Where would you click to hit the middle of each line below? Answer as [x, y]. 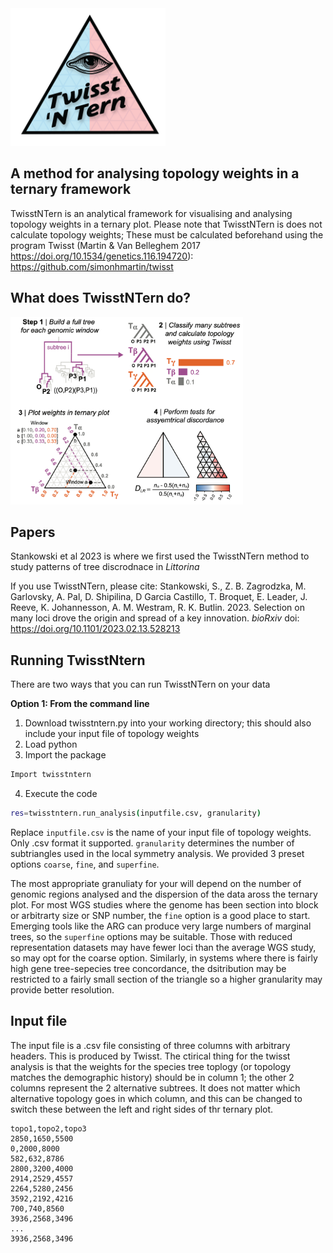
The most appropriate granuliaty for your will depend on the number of [156, 883]
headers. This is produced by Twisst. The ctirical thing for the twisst [150, 1056]
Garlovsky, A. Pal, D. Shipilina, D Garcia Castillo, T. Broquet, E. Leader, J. [159, 597]
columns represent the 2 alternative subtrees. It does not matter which [155, 1088]
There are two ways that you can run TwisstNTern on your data [140, 684]
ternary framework [71, 189]
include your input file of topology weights [112, 734]
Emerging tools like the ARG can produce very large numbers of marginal [161, 926]
